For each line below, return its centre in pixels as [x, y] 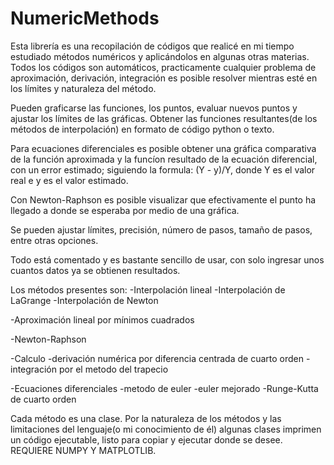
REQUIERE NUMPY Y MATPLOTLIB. [83, 450]
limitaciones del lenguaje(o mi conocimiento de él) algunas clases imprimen [166, 429]
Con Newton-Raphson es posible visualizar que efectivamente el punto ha [163, 199]
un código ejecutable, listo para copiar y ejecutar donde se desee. [146, 439]
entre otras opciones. [54, 240]
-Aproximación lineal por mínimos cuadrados [102, 319]
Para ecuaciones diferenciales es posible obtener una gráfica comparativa [163, 148]
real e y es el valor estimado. [69, 180]
